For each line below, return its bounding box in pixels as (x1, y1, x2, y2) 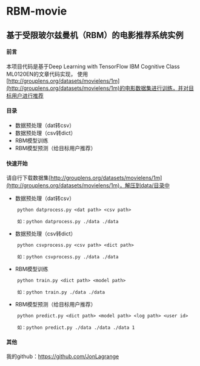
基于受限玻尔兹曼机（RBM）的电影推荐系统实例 (6, 30, 184, 40)
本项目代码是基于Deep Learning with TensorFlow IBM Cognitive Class (6, 63, 180, 70)
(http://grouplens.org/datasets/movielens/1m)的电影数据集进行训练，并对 (6, 84, 189, 92)
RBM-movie (6, 4, 67, 18)
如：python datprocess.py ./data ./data (17, 219, 119, 225)
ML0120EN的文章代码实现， (6, 70, 76, 77)
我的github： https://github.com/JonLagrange (6, 353, 119, 360)
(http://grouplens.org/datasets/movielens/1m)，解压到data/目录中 (6, 182, 170, 189)
